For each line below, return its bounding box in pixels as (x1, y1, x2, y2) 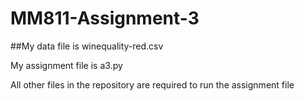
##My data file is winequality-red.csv (10, 40, 164, 52)
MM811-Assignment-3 (10, 7, 200, 30)
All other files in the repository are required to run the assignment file (10, 78, 295, 91)
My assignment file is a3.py (10, 59, 123, 71)
